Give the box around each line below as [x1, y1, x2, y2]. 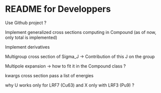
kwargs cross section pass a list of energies [5, 72, 94, 78]
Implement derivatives [5, 44, 50, 50]
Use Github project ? [5, 20, 46, 26]
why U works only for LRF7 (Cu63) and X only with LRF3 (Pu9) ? [5, 82, 135, 88]
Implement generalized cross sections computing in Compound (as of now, [5, 29, 157, 35]
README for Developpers [5, 3, 111, 15]
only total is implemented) [5, 34, 58, 40]
